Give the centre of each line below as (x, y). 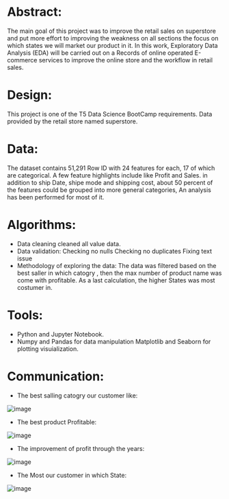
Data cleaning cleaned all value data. (69, 243)
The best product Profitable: (57, 422)
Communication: (56, 376)
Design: (30, 95)
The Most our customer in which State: (72, 475)
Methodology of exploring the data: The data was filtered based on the (117, 265)
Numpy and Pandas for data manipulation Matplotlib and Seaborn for (114, 341)
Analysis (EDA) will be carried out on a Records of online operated (100, 53)
